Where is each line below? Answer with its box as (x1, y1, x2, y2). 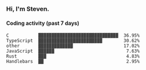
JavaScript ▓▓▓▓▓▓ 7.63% (6, 48, 140, 55)
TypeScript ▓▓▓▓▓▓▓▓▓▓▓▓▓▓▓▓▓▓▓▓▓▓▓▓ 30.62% (6, 38, 140, 44)
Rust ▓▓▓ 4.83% (6, 53, 140, 59)
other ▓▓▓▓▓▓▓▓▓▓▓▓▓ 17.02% (6, 43, 140, 49)
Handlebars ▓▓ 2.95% (6, 59, 140, 65)
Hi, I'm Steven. (6, 5, 49, 13)
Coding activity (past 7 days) (6, 20, 79, 27)
